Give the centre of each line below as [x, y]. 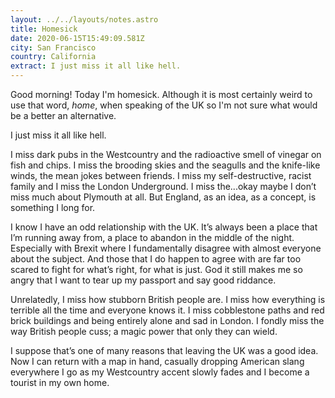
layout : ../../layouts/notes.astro [84, 19]
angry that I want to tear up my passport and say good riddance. [143, 280]
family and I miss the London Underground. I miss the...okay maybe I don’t [163, 186]
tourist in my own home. [60, 382]
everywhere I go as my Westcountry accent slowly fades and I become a [160, 372]
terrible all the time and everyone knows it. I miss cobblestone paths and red [167, 310]
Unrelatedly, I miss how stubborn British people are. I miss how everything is [168, 299]
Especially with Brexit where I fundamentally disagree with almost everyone [166, 248]
